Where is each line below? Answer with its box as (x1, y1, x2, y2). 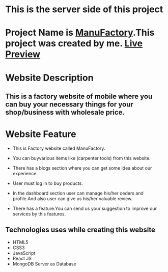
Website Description (5, 72, 94, 84)
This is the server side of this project (5, 4, 163, 15)
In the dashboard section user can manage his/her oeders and (12, 190, 144, 196)
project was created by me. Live (5, 38, 143, 49)
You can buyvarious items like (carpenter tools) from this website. (12, 155, 151, 161)
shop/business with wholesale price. (5, 108, 125, 117)
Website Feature (5, 128, 76, 140)
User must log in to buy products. (12, 180, 83, 186)
